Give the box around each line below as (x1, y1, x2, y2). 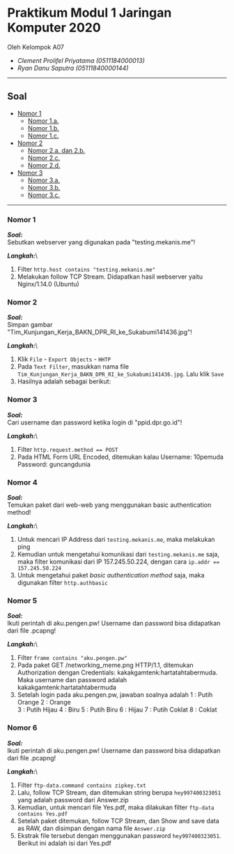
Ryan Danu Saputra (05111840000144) (17, 64, 129, 72)
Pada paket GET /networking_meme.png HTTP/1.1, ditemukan (17, 661, 194, 670)
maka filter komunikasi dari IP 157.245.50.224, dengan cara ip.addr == (17, 557, 220, 566)
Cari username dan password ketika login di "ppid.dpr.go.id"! (7, 418, 182, 427)
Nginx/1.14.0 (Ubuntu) (17, 280, 80, 288)
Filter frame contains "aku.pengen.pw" (17, 654, 127, 662)
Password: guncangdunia (17, 459, 91, 469)
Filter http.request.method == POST (17, 445, 118, 453)
